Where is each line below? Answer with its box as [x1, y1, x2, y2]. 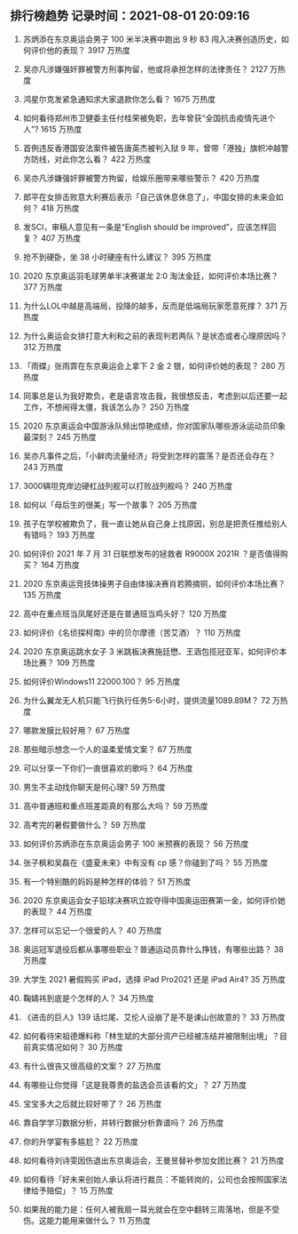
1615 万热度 [40, 124, 82, 134]
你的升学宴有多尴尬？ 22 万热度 [22, 1136, 138, 1147]
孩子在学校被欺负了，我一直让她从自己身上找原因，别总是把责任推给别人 [22, 518, 287, 529]
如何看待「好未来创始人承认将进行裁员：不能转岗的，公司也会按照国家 [22, 1174, 280, 1184]
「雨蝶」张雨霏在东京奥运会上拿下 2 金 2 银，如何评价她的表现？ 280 [22, 360, 276, 371]
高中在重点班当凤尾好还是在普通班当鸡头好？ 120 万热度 [22, 608, 227, 619]
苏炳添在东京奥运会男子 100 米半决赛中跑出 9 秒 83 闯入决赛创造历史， [22, 34, 282, 44]
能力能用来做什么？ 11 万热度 [46, 1214, 152, 1225]
